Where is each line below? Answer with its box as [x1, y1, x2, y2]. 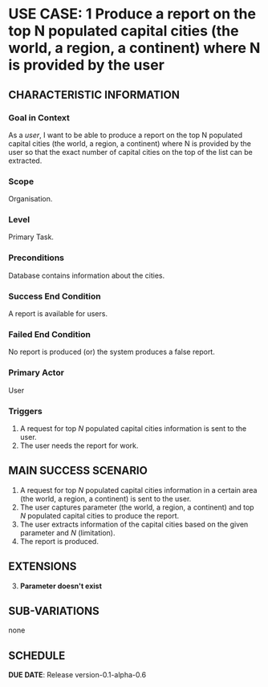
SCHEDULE [8, 648, 66, 662]
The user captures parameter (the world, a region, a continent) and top [19, 502, 254, 512]
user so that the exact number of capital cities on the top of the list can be [8, 147, 253, 157]
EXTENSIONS [8, 559, 77, 574]
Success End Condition [8, 291, 102, 302]
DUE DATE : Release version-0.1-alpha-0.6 [8, 670, 147, 680]
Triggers [8, 405, 43, 417]
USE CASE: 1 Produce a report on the [8, 5, 257, 23]
